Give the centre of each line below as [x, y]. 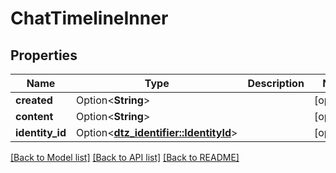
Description [276, 83]
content [34, 116]
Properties [44, 55]
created [34, 100]
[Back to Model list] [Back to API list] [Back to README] [125, 157]
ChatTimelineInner [89, 18]
